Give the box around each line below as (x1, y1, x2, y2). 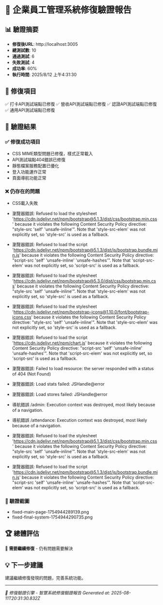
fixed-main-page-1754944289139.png (12, 509, 89, 515)
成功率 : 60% (12, 66, 37, 71)
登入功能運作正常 (12, 169, 47, 175)
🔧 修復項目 (5, 87, 36, 95)
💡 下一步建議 (5, 561, 43, 569)
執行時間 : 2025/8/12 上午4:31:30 (12, 71, 77, 77)
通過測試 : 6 (12, 53, 35, 59)
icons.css (12, 314, 32, 320)
